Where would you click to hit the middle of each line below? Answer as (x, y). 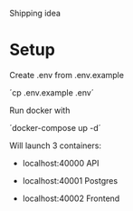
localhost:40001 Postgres (70, 180)
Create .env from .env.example (67, 75)
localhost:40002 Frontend (71, 198)
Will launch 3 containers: (56, 146)
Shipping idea (35, 13)
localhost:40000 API (61, 163)
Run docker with (40, 110)
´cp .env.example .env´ (52, 92)
